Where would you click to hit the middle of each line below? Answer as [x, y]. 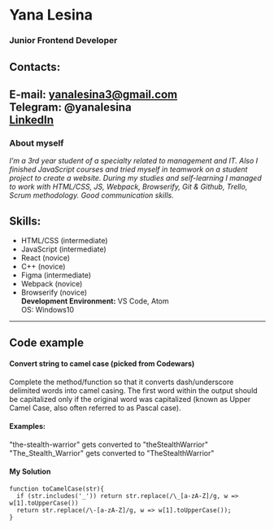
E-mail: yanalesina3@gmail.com [94, 94]
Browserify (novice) [54, 292]
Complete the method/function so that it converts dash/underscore [122, 382]
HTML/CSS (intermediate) [64, 240]
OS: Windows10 [47, 310]
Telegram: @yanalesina [71, 107]
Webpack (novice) [52, 284]
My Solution [30, 472]
